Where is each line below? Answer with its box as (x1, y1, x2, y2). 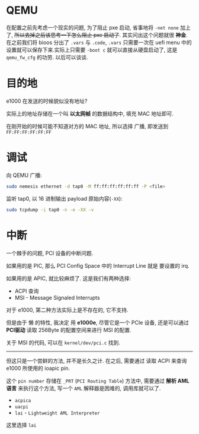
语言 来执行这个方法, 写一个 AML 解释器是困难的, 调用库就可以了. (6, 384, 161, 392)
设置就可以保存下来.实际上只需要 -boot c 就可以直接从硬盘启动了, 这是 (6, 46, 178, 53)
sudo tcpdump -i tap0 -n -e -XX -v (6, 207, 94, 213)
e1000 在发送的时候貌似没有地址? (6, 97, 88, 104)
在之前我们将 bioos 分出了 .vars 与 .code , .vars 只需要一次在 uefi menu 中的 (6, 39, 192, 46)
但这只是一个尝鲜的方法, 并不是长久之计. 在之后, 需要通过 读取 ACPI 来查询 (6, 357, 187, 364)
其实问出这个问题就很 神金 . (122, 31, 188, 39)
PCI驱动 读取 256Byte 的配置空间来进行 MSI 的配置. (6, 326, 131, 333)
